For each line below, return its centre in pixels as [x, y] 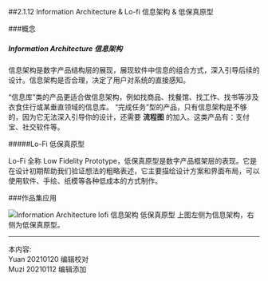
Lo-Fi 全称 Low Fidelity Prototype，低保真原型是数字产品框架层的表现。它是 [133, 160]
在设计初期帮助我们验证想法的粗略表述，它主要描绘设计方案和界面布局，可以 [134, 171]
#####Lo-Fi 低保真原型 [47, 144]
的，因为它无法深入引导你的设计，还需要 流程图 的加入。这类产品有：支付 [129, 117]
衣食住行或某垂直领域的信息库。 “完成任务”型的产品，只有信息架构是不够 [128, 107]
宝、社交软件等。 [36, 127]
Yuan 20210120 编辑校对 [49, 259]
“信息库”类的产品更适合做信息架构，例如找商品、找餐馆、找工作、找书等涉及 [134, 97]
